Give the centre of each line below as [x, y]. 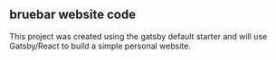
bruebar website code [73, 15]
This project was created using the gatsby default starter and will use [138, 36]
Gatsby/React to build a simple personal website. [100, 46]
